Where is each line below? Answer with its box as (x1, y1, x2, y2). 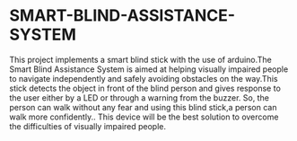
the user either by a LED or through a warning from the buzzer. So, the (9, 92, 269, 103)
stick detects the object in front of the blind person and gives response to (9, 83, 281, 93)
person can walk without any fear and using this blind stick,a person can (9, 101, 277, 112)
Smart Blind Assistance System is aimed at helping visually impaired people (9, 64, 289, 75)
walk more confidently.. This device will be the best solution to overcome (9, 111, 279, 122)
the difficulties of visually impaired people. (9, 120, 167, 131)
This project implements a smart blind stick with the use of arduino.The (9, 54, 272, 65)
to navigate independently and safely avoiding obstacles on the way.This (9, 73, 278, 84)
